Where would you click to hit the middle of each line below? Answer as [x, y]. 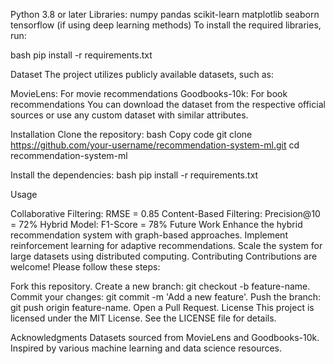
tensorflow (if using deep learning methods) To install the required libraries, [166, 25]
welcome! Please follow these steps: [85, 267]
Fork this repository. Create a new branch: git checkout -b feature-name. [160, 286]
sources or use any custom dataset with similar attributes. [129, 115]
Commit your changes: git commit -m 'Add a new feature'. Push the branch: [166, 297]
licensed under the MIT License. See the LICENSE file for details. [143, 318]
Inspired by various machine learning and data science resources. [146, 348]
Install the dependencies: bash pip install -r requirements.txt [134, 175]
